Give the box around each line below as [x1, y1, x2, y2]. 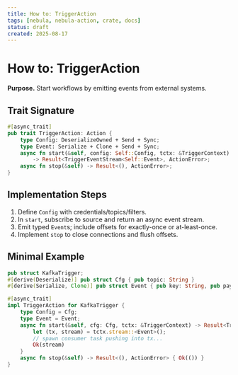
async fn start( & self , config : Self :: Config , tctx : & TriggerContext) [20, 149, 230, 156]
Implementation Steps [7, 189, 108, 201]
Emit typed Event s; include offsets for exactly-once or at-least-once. [17, 222, 217, 231]
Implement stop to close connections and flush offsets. [17, 230, 178, 238]
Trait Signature [7, 104, 74, 117]
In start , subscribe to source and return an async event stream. [17, 215, 205, 224]
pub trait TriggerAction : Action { [7, 129, 113, 137]
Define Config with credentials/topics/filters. [17, 207, 147, 216]
